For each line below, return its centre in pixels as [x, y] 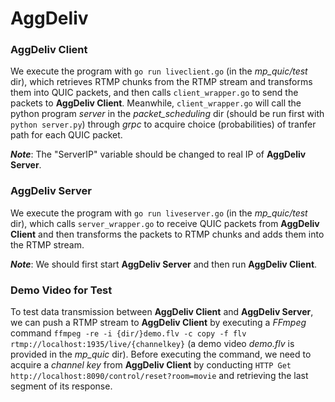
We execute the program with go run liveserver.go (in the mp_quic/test [159, 213]
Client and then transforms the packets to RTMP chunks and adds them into [167, 234]
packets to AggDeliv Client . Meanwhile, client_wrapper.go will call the [156, 103]
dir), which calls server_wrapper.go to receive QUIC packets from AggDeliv [165, 223]
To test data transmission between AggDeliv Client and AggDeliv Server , [162, 312]
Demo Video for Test [61, 290]
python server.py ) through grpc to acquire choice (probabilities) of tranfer [163, 124]
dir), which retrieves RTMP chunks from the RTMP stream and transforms [161, 82]
